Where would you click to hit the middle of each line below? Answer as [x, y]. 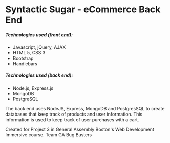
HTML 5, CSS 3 [29, 53]
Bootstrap [23, 58]
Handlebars [25, 64]
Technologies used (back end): [39, 75]
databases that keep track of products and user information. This [74, 114]
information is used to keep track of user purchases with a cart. [72, 120]
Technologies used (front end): [39, 35]
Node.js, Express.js [33, 88]
